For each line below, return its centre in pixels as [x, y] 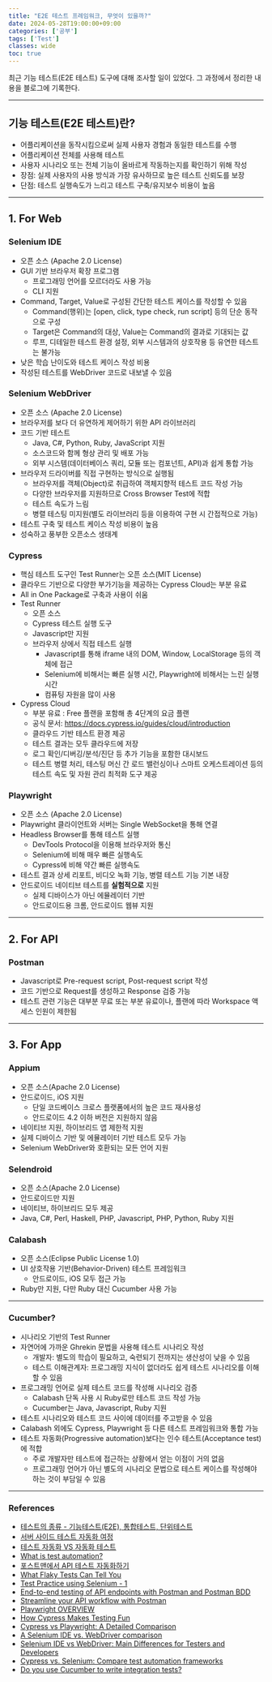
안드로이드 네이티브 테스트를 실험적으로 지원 [89, 885]
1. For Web [35, 219]
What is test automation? [62, 1555]
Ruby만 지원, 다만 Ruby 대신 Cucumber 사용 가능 [99, 1289]
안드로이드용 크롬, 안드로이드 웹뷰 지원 [93, 906]
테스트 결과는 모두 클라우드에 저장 [85, 744]
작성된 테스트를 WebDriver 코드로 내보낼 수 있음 [96, 372]
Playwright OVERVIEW [57, 1609]
